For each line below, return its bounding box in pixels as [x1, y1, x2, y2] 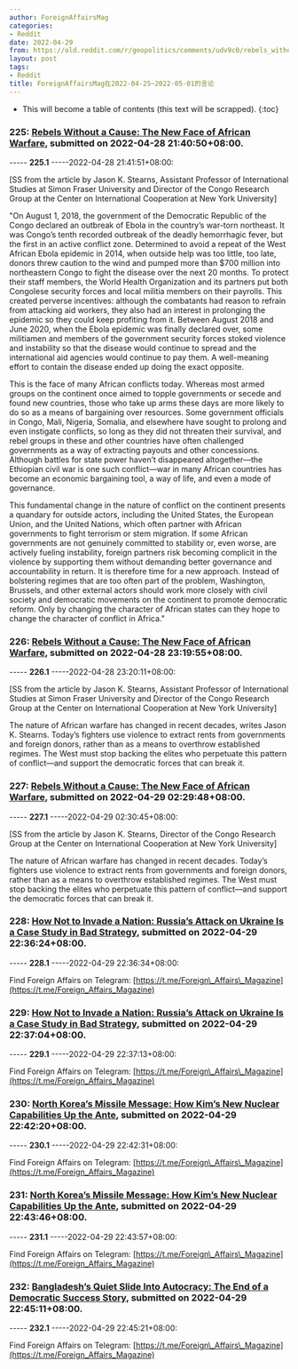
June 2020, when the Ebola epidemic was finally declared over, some [9, 324, 263, 334]
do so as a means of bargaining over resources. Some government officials [9, 406, 284, 418]
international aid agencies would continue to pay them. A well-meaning [9, 352, 269, 363]
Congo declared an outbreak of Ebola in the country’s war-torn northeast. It [9, 220, 286, 230]
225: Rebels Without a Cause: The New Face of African [9, 125, 251, 138]
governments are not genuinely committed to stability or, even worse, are [9, 537, 277, 548]
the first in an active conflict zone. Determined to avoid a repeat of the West [9, 238, 286, 249]
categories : [9, 21, 53, 30]
